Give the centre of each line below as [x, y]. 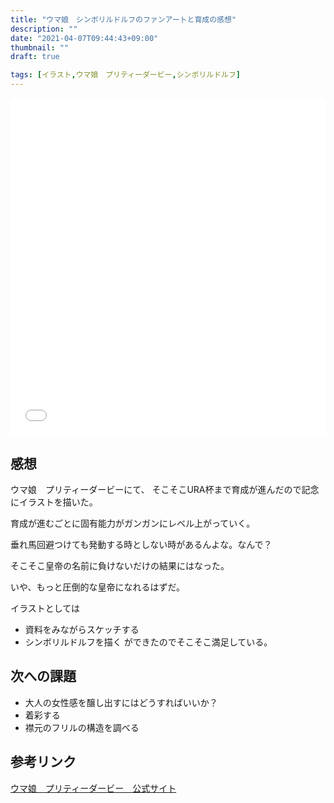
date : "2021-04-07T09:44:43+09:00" [84, 38]
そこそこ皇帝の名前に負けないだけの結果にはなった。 [120, 565]
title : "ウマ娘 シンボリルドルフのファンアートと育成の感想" [123, 19]
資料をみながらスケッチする [82, 629]
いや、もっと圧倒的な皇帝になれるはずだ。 [98, 587]
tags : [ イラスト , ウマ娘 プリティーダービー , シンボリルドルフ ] [126, 75]
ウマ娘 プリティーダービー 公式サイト [93, 788]
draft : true [35, 57]
